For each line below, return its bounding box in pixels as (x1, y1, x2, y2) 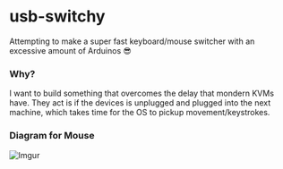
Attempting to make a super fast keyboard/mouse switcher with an (9, 36, 255, 46)
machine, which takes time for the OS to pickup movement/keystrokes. (9, 107, 270, 118)
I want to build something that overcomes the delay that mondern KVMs (9, 88, 275, 99)
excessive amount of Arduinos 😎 (9, 45, 132, 55)
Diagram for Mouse (9, 130, 95, 142)
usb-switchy (9, 6, 106, 27)
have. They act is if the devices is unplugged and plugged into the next (9, 97, 271, 108)
